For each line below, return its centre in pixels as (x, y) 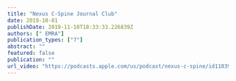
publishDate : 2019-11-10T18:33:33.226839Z (70, 27)
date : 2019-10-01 (33, 20)
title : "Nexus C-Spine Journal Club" (63, 14)
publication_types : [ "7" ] (45, 40)
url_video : (23, 66)
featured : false (31, 54)
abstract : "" (26, 46)
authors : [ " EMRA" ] (36, 33)
